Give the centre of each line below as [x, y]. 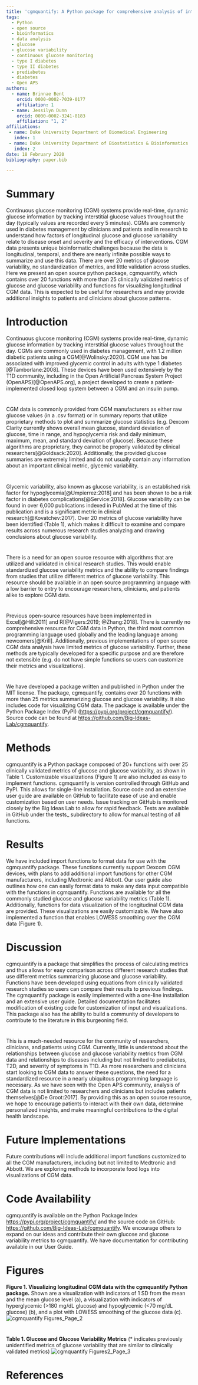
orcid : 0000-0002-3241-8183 [51, 116]
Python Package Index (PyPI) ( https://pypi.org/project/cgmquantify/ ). [90, 712]
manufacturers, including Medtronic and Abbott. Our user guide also [89, 879]
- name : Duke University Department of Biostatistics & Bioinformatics [98, 143]
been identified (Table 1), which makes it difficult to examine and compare [96, 524]
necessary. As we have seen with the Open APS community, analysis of [93, 1085]
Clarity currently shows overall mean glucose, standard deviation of [88, 428]
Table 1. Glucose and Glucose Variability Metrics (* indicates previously [94, 1339]
